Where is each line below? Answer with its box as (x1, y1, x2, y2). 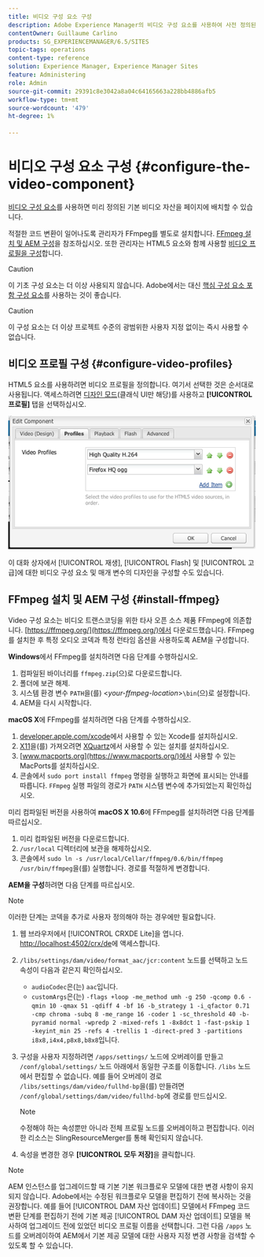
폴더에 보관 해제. (19, 678, 71, 688)
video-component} (8, 176, 135, 193)
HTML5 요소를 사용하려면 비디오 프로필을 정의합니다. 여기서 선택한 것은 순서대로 (8, 379, 254, 389)
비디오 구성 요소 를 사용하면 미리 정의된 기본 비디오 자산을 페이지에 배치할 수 (8, 201, 239, 212)
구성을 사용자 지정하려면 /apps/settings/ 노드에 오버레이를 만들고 (19, 1052, 224, 1061)
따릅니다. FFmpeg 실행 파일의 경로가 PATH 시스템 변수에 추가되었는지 (19, 780, 225, 790)
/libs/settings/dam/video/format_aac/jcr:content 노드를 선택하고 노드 (19, 955, 248, 964)
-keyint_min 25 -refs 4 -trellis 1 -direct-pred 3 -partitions (31, 1027, 244, 1035)
